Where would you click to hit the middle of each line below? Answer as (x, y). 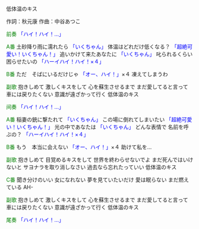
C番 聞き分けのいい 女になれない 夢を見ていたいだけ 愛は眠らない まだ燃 (95, 180)
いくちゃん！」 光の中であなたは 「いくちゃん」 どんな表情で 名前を (100, 127)
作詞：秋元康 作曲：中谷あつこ (43, 21)
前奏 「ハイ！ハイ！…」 (35, 34)
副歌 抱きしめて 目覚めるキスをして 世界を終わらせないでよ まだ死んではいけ (100, 160)
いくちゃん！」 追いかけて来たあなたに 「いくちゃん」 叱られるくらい (107, 54)
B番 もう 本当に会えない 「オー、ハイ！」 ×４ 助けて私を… (79, 147)
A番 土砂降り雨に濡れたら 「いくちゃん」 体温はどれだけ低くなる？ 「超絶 (97, 47)
